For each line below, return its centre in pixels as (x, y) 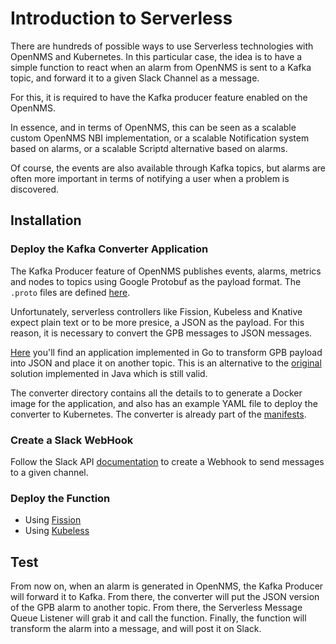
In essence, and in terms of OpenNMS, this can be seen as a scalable (153, 127)
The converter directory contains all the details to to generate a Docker (156, 393)
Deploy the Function (60, 498)
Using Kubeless (57, 531)
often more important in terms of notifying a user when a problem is (150, 178)
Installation (46, 220)
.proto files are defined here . (70, 292)
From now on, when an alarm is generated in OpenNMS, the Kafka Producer (167, 586)
